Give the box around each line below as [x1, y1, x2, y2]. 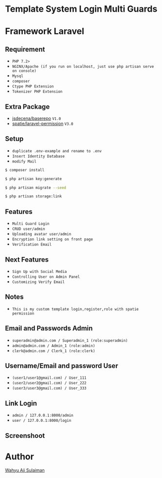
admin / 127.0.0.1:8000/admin [12, 413, 74, 418]
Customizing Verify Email [12, 279, 65, 284]
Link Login [5, 399, 37, 407]
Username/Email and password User [5, 361, 118, 370]
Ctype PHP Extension [12, 84, 54, 89]
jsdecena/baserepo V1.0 [12, 116, 61, 121]
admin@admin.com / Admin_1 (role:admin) [12, 343, 95, 348]
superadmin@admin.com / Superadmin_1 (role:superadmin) [12, 338, 128, 343]
